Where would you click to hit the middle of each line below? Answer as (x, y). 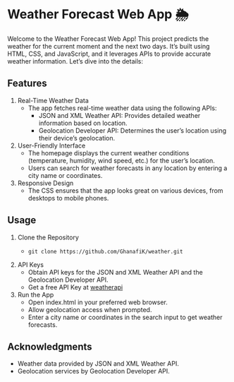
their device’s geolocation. (77, 138)
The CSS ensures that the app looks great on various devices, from (125, 190)
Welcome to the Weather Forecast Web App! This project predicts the (108, 38)
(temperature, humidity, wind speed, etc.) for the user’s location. (121, 160)
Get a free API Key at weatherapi (75, 287)
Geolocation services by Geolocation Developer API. (94, 371)
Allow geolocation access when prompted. (90, 309)
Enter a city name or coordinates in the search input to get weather (125, 317)
